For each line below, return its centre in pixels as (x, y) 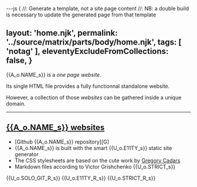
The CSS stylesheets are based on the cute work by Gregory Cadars (97, 160)
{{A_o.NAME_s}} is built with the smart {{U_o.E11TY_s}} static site (93, 148)
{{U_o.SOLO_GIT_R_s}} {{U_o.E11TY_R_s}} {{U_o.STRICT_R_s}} (81, 178)
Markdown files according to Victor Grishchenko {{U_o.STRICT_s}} (95, 166)
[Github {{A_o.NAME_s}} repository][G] (62, 142)
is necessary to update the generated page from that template (81, 15)
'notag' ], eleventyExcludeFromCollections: (87, 51)
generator (27, 154)
